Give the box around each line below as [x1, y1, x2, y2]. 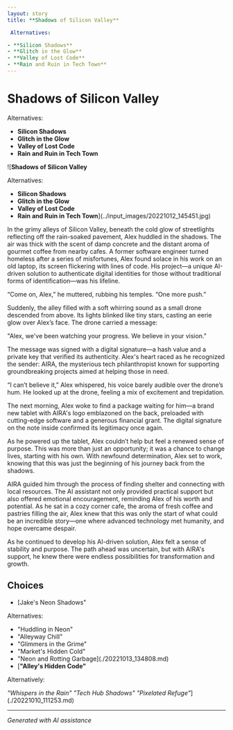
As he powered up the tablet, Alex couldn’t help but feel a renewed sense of [7, 437, 224, 445]
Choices [7, 580, 44, 591]
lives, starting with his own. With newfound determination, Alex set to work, [7, 451, 223, 460]
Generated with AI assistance [7, 715, 92, 724]
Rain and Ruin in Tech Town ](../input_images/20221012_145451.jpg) [17, 211, 212, 220]
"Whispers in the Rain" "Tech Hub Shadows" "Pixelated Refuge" [7, 688, 191, 697]
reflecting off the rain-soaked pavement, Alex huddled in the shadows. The [7, 232, 222, 241]
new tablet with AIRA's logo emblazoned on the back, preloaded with [7, 408, 204, 417]
